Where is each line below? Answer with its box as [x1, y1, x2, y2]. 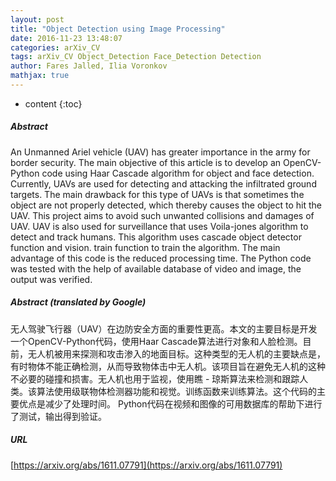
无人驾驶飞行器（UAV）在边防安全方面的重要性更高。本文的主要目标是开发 [10, 322, 318, 335]
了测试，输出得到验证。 [10, 410, 107, 422]
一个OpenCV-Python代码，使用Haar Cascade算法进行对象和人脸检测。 [10, 335, 303, 347]
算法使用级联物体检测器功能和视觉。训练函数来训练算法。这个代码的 [36, 385, 317, 397]
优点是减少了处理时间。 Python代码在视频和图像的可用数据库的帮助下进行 [18, 397, 323, 410]
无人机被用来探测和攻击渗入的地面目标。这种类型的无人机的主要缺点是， [27, 347, 326, 360]
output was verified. [10, 273, 93, 285]
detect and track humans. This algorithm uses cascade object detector [10, 231, 302, 243]
